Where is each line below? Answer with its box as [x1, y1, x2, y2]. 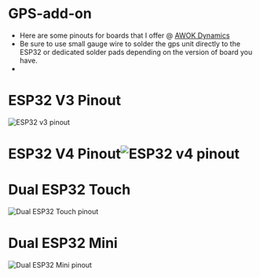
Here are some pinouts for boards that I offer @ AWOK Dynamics [19, 31, 230, 40]
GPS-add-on [8, 5, 92, 23]
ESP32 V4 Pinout [8, 145, 122, 163]
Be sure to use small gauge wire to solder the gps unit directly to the [19, 38, 241, 48]
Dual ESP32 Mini [8, 235, 118, 252]
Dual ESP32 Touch [8, 181, 131, 199]
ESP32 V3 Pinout [8, 92, 122, 110]
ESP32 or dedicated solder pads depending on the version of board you [19, 47, 253, 56]
